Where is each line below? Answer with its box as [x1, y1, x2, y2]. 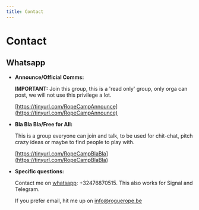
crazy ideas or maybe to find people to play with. [14, 138, 135, 145]
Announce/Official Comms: [14, 74, 84, 81]
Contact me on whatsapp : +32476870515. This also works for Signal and [14, 179, 193, 186]
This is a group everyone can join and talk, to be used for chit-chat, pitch [14, 132, 193, 139]
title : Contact [6, 8, 44, 15]
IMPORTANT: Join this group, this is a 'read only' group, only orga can [14, 85, 188, 92]
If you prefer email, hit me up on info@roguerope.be [14, 197, 143, 204]
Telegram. [14, 185, 40, 193]
